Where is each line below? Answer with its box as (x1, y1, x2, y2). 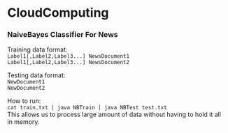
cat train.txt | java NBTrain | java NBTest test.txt (7, 104, 168, 111)
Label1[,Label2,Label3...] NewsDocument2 (7, 59, 130, 66)
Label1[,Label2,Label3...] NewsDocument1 (7, 53, 130, 60)
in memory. (7, 118, 40, 126)
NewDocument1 (7, 79, 45, 86)
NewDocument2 (7, 85, 45, 92)
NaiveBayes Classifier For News (7, 30, 118, 40)
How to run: (7, 97, 41, 105)
